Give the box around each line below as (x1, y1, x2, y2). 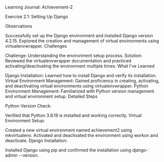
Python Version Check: (5, 103, 52, 108)
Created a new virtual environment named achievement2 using (5, 127, 133, 133)
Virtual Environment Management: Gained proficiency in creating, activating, (5, 78, 160, 83)
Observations (5, 23, 33, 29)
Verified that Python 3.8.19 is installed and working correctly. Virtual (5, 112, 142, 118)
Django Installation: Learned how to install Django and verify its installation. (5, 73, 157, 78)
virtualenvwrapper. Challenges (5, 43, 67, 49)
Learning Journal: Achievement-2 (5, 4, 73, 10)
